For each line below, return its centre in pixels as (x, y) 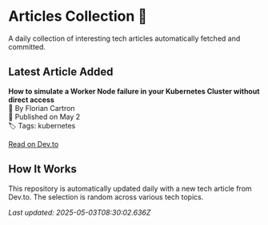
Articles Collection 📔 (78, 16)
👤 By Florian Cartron (42, 108)
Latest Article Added (61, 72)
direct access (31, 100)
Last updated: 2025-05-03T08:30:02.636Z (80, 212)
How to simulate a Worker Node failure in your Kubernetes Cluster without (134, 91)
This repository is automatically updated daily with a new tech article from (130, 188)
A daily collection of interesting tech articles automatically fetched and (124, 38)
